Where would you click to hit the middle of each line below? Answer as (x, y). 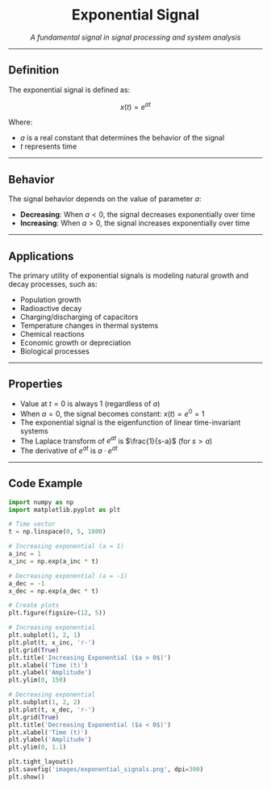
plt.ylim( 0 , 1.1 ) (38, 747)
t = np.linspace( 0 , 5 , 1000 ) (57, 532)
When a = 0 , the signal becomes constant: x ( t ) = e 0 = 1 (112, 413)
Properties (35, 384)
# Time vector (32, 524)
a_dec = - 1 (27, 583)
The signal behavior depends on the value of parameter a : (105, 199)
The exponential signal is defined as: (69, 90)
